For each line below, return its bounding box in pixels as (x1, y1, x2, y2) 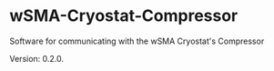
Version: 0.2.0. (9, 53, 65, 64)
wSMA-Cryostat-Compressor (9, 5, 238, 26)
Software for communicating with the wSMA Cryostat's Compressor (9, 35, 265, 46)
